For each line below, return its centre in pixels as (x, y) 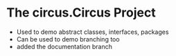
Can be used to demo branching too (68, 39)
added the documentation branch (64, 46)
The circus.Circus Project (81, 13)
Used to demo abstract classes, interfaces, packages (93, 32)
